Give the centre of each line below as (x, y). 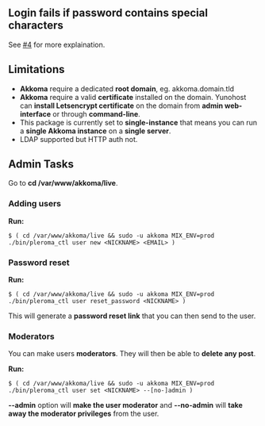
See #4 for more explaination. (57, 44)
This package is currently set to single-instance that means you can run (138, 122)
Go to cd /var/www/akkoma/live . (63, 183)
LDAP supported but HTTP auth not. (79, 139)
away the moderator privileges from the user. (84, 414)
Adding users (35, 204)
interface (35, 113)
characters (36, 26)
